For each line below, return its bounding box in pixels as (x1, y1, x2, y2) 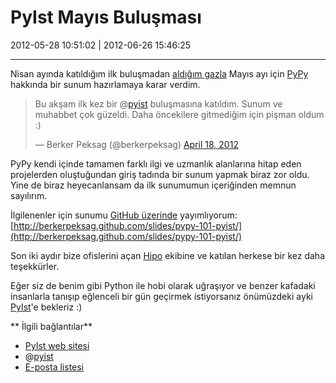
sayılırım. (10, 189, 48, 201)
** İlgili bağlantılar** (10, 320, 93, 332)
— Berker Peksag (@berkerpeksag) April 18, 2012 (34, 138, 239, 150)
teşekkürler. (10, 260, 60, 272)
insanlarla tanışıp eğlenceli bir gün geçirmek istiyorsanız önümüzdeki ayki (10, 290, 313, 302)
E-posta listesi (24, 361, 85, 373)
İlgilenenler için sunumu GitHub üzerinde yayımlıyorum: (10, 209, 238, 221)
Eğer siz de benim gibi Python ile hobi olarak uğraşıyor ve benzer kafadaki (10, 279, 316, 291)
